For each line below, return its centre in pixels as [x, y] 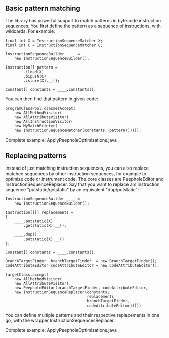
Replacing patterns [36, 156]
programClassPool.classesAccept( [40, 108]
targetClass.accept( [27, 274]
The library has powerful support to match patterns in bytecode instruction [83, 20]
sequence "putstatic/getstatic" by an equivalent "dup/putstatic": [72, 189]
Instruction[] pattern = [31, 67]
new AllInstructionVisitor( [44, 121]
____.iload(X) [29, 72]
